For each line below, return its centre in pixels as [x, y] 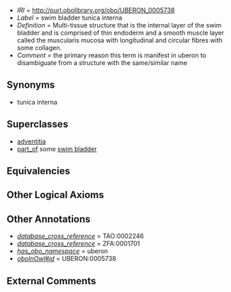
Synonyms [31, 85]
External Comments [51, 281]
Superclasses [38, 124]
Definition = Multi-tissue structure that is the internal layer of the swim [119, 25]
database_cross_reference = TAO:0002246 [80, 236]
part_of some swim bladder [57, 148]
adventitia [32, 141]
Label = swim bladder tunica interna [69, 18]
